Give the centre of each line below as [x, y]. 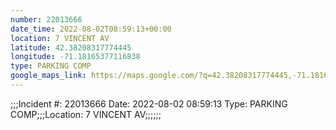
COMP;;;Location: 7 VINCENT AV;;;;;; [86, 114]
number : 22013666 [46, 19]
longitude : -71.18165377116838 [75, 57]
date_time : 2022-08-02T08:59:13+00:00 [91, 29]
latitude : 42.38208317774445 [71, 47]
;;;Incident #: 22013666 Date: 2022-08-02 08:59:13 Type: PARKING [149, 103]
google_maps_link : [48, 76]
